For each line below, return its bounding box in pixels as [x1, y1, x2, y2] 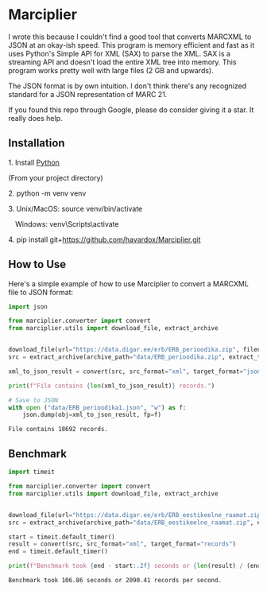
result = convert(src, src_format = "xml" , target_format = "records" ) [8, 540, 237, 548]
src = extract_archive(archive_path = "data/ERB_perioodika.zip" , [8, 353, 226, 361]
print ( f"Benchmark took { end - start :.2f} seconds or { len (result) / [8, 562, 244, 570]
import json [8, 302, 48, 311]
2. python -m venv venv [8, 189, 87, 198]
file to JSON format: [8, 287, 74, 297]
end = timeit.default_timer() [8, 547, 109, 556]
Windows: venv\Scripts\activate [15, 219, 119, 228]
